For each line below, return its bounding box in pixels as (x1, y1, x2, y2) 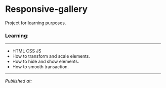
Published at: (5, 78, 32, 84)
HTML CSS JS (12, 48, 41, 54)
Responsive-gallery (5, 3, 88, 15)
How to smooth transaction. (12, 64, 69, 70)
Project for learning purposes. (5, 20, 66, 26)
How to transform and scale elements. (12, 53, 90, 59)
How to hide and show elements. (12, 58, 79, 65)
